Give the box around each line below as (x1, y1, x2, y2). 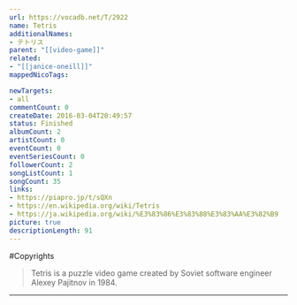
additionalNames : (9, 29, 73, 38)
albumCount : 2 (9, 127, 62, 137)
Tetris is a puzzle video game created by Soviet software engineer (30, 267, 272, 278)
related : (9, 54, 42, 63)
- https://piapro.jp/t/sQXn (9, 194, 113, 202)
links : (9, 185, 34, 194)
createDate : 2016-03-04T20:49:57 (9, 111, 133, 120)
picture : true (9, 217, 62, 226)
